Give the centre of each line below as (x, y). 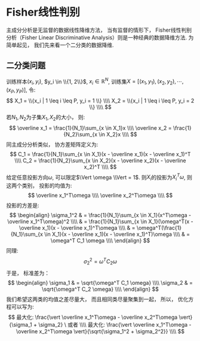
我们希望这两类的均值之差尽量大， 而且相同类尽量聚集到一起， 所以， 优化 (97, 299)
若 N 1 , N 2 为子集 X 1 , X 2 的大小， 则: (46, 118)
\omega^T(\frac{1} (159, 228)
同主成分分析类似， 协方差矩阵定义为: (52, 144)
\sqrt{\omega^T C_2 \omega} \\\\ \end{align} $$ (100, 289)
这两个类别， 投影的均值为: (39, 185)
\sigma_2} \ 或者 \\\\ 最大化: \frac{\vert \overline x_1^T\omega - (115, 324)
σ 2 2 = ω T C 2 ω (100, 261)
